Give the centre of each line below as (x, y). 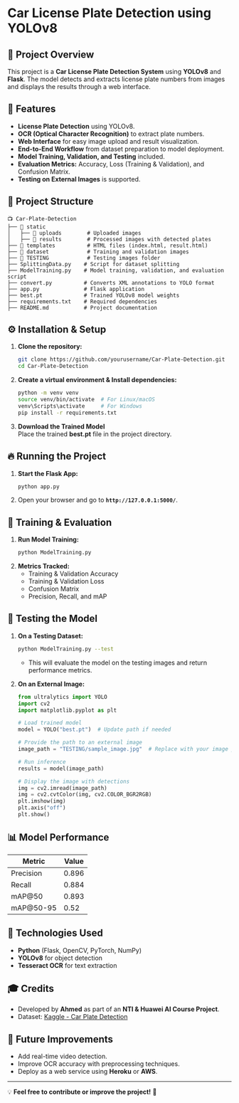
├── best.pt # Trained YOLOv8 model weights (94, 295)
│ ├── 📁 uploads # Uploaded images (74, 233)
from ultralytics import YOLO (63, 697)
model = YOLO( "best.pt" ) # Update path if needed (94, 730)
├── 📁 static (27, 227)
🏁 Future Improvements (60, 1039)
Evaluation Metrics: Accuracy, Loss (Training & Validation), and (111, 164)
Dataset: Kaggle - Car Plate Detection (73, 1017)
